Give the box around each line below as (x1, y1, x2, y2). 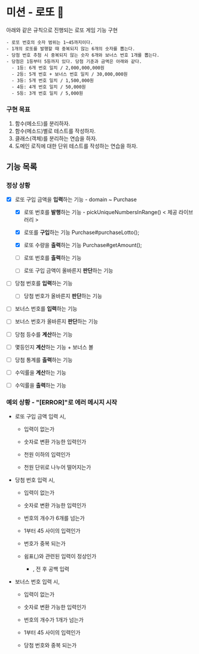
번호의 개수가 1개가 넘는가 (23, 616, 84, 623)
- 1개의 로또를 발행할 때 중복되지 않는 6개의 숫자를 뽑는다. (6, 45, 136, 51)
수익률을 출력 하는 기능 (14, 381, 67, 389)
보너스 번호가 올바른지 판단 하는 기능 (14, 318, 99, 325)
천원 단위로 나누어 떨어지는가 (23, 464, 91, 471)
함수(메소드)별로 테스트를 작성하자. (14, 127, 96, 135)
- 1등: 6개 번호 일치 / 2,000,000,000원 (11, 65, 105, 71)
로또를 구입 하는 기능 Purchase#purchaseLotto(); (23, 229, 139, 236)
